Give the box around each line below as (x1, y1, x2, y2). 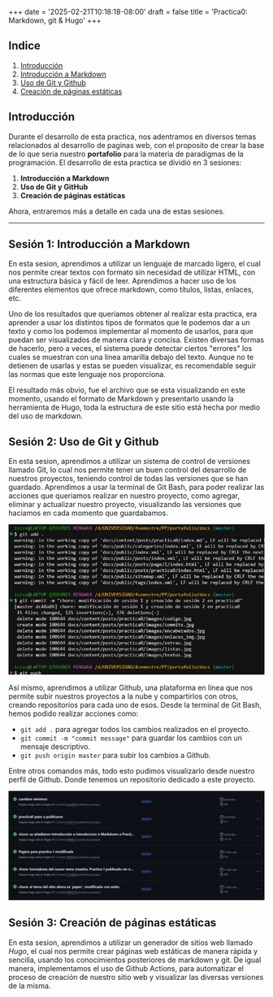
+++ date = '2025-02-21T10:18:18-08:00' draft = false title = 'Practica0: (8, 7, 248, 16)
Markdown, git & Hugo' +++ (8, 15, 102, 25)
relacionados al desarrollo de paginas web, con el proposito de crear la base (8, 140, 265, 150)
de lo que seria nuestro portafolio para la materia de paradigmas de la (8, 149, 244, 158)
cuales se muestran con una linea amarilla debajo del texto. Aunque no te (8, 353, 254, 362)
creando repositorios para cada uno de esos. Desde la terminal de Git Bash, (8, 700, 262, 710)
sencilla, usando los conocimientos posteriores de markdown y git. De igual (8, 955, 262, 964)
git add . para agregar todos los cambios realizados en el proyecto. (19, 725, 250, 735)
